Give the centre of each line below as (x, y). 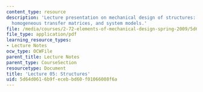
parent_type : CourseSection (42, 62)
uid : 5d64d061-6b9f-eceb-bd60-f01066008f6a (62, 79)
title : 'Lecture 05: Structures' (48, 74)
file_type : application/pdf (42, 34)
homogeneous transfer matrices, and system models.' (79, 23)
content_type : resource (36, 12)
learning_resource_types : (39, 40)
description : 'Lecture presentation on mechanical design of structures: (101, 18)
